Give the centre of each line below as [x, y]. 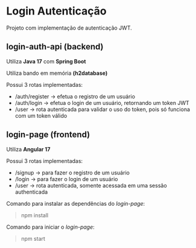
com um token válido [41, 115]
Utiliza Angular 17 [28, 149]
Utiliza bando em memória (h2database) [57, 73]
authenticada [31, 192]
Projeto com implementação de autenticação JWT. [69, 28]
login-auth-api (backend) [55, 47]
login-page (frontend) [48, 135]
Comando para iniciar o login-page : [50, 227]
